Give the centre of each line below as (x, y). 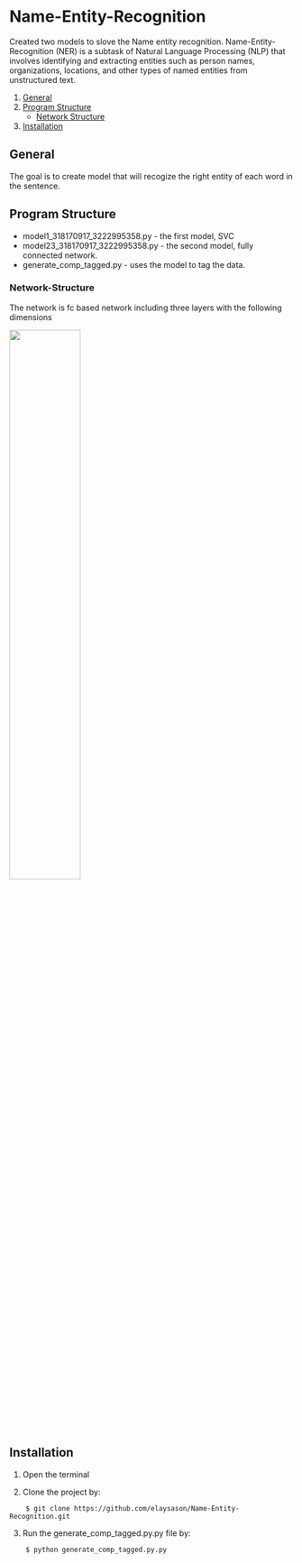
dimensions (31, 317)
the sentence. (35, 186)
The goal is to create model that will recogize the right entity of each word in (151, 176)
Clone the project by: (61, 1492)
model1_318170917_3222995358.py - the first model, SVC (128, 235)
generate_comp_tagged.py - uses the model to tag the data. (134, 264)
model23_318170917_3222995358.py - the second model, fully (138, 245)
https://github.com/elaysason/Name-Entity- (157, 1508)
